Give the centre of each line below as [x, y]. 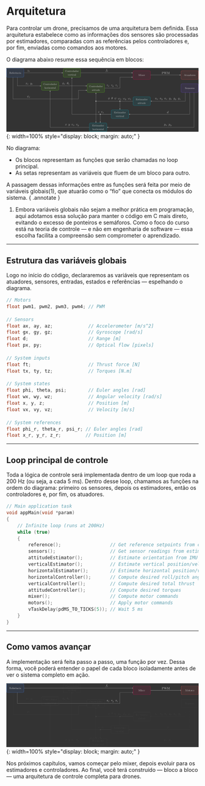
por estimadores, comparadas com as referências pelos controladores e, [98, 41]
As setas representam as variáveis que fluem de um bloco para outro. [103, 173]
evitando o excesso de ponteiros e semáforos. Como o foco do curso [102, 223]
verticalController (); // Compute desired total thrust [112, 584]
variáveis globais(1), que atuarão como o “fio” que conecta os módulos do [99, 191]
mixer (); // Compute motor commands [103, 597]
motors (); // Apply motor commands [101, 603]
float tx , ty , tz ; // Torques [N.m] [69, 371]
